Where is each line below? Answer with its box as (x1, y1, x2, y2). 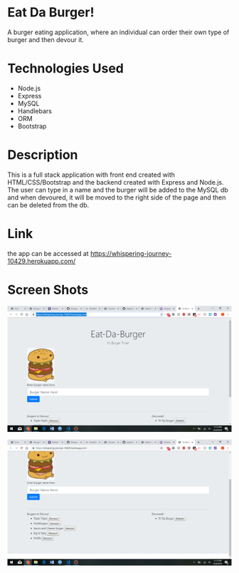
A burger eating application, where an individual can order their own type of (7, 28, 230, 36)
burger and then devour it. (7, 35, 84, 43)
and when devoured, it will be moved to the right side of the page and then (7, 193, 226, 202)
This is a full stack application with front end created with (7, 170, 176, 179)
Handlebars (17, 106, 52, 115)
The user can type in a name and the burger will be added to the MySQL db (7, 185, 229, 194)
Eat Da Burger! (7, 4, 95, 21)
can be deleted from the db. (7, 200, 90, 209)
